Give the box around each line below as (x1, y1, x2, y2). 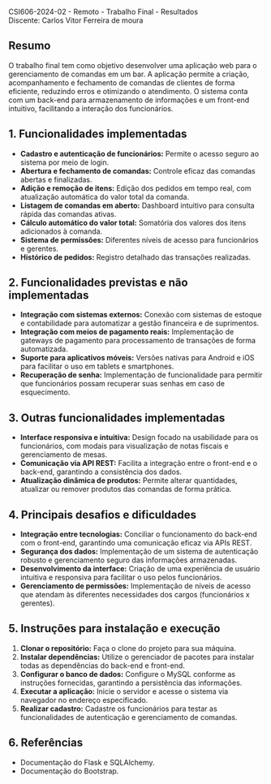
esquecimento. (19, 387, 71, 397)
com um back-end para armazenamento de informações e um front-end (8, 95, 250, 105)
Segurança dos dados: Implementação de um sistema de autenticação (19, 547, 259, 557)
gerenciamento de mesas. (19, 450, 108, 459)
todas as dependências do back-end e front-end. (19, 661, 185, 670)
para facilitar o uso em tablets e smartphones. (19, 361, 174, 372)
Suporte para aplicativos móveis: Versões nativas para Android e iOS (19, 353, 255, 363)
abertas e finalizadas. (19, 174, 92, 184)
